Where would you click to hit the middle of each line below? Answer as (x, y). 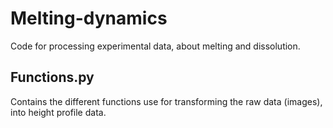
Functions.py (52, 77)
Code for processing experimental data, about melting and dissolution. (155, 46)
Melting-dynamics (89, 18)
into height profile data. (58, 112)
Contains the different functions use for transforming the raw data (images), (166, 101)
